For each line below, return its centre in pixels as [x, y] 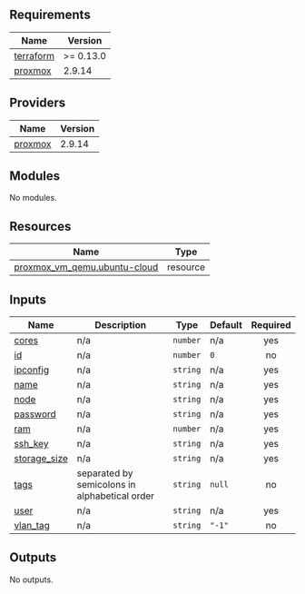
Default [226, 325]
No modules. [33, 198]
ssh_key [31, 444]
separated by [105, 473]
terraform [34, 55]
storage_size [41, 459]
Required [271, 325]
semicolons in [106, 485]
